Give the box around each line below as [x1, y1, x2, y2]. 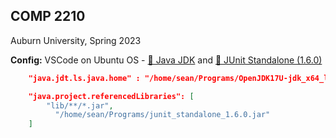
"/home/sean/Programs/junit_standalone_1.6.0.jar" [54, 110, 271, 120]
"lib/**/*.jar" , [46, 100, 114, 111]
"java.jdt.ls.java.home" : [28, 73, 141, 83]
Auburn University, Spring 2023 [10, 34, 142, 46]
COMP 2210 [10, 8, 86, 25]
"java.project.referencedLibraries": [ [28, 91, 195, 101]
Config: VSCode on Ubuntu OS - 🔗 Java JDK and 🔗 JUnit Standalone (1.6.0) [10, 54, 323, 66]
